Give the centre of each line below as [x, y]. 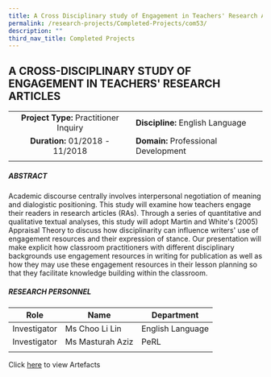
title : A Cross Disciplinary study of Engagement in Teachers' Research [133, 16]
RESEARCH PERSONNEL [50, 292]
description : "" [35, 31]
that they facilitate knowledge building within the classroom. [108, 273]
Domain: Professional [177, 141]
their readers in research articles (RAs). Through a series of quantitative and [135, 213]
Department [175, 315]
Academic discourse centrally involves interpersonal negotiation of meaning [135, 196]
